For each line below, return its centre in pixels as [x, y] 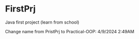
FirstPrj [20, 9]
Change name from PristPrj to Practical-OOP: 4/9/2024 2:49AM [70, 31]
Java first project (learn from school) [42, 22]
